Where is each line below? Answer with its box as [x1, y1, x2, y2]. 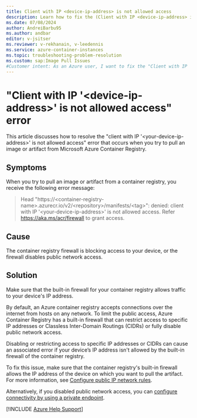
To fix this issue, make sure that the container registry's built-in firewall [6, 364, 178, 371]
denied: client [151, 202, 184, 209]
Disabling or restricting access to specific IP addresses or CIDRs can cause [6, 340, 188, 347]
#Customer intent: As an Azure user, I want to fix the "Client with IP [6, 63, 188, 69]
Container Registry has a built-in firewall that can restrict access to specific [6, 316, 188, 323]
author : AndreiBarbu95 [6, 25, 62, 31]
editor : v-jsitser [6, 36, 51, 42]
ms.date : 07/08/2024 [6, 19, 57, 25]
